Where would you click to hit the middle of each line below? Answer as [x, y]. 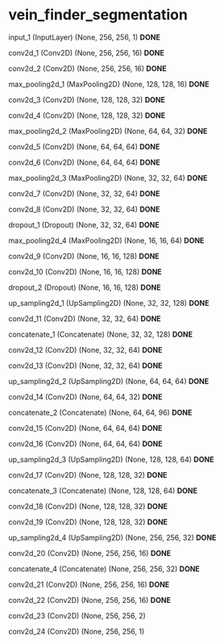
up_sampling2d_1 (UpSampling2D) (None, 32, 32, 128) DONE [109, 303]
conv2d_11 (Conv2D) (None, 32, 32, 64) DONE [85, 318]
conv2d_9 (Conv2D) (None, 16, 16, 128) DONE [84, 256]
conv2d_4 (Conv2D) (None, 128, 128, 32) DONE [87, 115]
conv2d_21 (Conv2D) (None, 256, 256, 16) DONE [89, 584]
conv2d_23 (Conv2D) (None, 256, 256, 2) [77, 616]
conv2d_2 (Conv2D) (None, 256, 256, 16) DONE [87, 68]
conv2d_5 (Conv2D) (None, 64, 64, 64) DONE [84, 146]
